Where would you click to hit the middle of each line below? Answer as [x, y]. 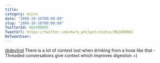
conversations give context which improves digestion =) [81, 55]
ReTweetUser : [18, 37]
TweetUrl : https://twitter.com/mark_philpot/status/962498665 [69, 32]
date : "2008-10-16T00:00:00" [34, 18]
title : [12, 9]
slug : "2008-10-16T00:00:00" [34, 23]
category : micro [21, 14]
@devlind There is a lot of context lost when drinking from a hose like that [79, 50]
